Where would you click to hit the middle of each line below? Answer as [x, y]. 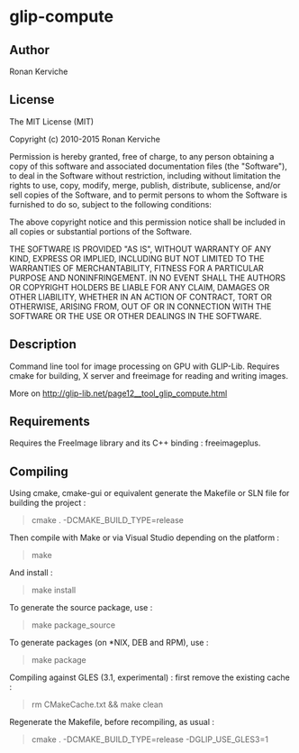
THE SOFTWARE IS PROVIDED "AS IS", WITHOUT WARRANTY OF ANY [140, 249]
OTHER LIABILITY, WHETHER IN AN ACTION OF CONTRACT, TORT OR [140, 297]
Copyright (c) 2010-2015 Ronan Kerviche [85, 139]
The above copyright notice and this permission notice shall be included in [147, 222]
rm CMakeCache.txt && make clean [97, 704]
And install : [31, 573]
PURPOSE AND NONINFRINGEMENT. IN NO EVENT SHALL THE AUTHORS [148, 278]
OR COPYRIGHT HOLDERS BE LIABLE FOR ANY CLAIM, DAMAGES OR [140, 287]
